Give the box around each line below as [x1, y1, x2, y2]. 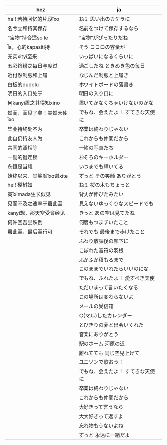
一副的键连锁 [7, 154, 38, 161]
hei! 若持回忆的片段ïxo [7, 16, 60, 22]
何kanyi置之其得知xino [7, 99, 60, 106]
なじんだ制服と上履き [79, 72, 129, 79]
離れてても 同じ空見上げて [79, 350, 140, 356]
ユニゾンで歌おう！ [79, 359, 124, 365]
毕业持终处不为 [7, 126, 43, 132]
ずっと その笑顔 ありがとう [79, 173, 142, 179]
